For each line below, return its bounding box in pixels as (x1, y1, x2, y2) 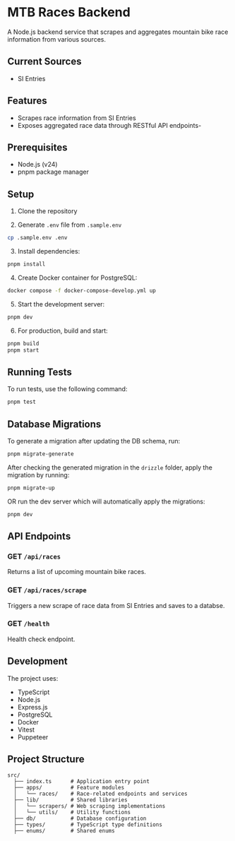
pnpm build (7, 340, 40, 347)
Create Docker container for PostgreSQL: (17, 273, 138, 282)
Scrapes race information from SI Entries (17, 114, 136, 122)
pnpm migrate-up (7, 484, 55, 491)
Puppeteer (17, 732, 49, 741)
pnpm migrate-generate (7, 450, 74, 458)
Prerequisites (7, 141, 68, 153)
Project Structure (7, 753, 85, 765)
